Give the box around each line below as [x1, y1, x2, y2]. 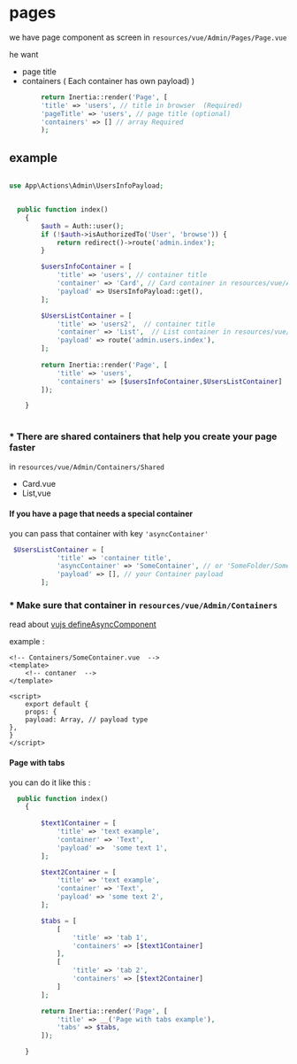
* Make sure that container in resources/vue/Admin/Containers [9, 598, 278, 611]
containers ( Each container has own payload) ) [21, 75, 195, 86]
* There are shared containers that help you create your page [9, 430, 278, 443]
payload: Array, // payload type [25, 715, 148, 724]
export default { [25, 700, 89, 709]
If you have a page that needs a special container [9, 508, 194, 520]
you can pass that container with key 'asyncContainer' [9, 528, 209, 538]
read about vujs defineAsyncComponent [9, 619, 156, 630]
